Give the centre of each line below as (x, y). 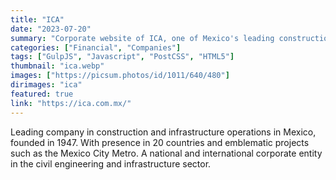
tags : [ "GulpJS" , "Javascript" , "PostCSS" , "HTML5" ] (122, 57)
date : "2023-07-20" (51, 29)
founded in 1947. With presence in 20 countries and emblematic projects (160, 142)
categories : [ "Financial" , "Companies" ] (96, 47)
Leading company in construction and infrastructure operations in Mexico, (163, 132)
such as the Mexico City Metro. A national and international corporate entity (166, 153)
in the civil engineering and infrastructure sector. (111, 163)
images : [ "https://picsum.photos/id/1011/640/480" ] (120, 76)
